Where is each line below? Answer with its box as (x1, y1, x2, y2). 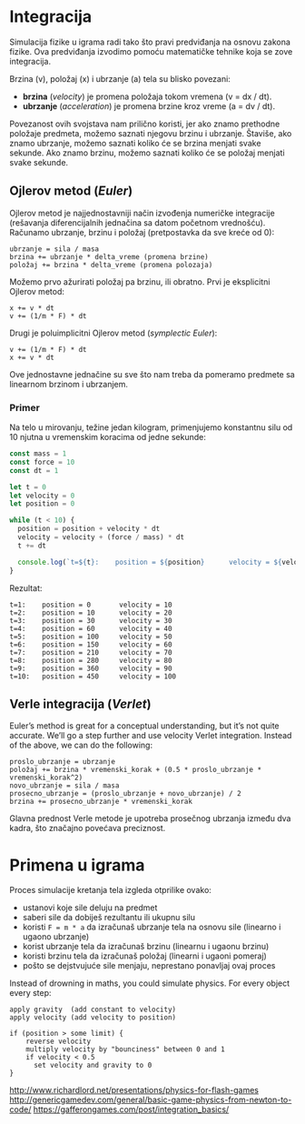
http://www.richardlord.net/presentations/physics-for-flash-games (9, 1085, 259, 1096)
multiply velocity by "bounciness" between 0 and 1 (25, 1045, 225, 1054)
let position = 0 (9, 499, 75, 508)
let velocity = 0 (9, 491, 75, 500)
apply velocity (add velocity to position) (9, 1013, 177, 1022)
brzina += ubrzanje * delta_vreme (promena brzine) (9, 252, 209, 261)
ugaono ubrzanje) (22, 931, 90, 942)
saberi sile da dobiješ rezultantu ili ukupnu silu (22, 912, 196, 923)
